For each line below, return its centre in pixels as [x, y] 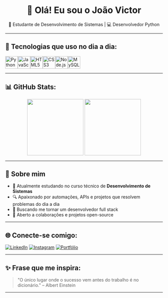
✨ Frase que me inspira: [43, 268]
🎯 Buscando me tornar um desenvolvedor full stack [65, 209]
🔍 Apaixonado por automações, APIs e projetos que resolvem [76, 197]
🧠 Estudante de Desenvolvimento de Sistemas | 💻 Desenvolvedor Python [84, 24]
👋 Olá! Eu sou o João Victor [84, 10]
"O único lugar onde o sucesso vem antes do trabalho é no [78, 280]
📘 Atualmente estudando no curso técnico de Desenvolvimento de [81, 186]
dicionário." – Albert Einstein [46, 285]
